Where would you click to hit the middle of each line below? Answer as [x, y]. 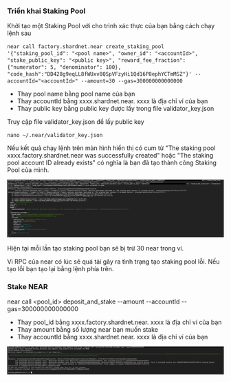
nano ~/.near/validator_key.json [55, 136]
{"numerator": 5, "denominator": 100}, [64, 67]
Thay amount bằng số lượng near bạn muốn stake [87, 329]
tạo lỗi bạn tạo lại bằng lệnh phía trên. [60, 268]
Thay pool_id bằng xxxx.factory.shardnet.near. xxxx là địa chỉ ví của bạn [119, 322]
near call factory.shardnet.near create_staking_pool [86, 47]
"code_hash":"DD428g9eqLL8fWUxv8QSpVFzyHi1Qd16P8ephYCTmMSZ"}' [100, 74]
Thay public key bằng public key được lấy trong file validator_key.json [115, 109]
